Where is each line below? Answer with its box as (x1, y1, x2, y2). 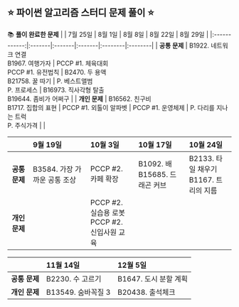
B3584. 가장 (33, 164, 73, 174)
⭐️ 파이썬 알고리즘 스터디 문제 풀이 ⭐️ (7, 6, 154, 19)
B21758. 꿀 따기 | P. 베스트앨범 (7, 77, 93, 85)
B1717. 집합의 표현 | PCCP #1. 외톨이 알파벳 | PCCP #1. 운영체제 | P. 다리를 (7, 103, 215, 112)
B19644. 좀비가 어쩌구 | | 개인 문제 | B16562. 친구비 (7, 95, 152, 103)
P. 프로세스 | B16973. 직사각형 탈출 (7, 85, 105, 94)
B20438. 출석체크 (117, 287, 176, 297)
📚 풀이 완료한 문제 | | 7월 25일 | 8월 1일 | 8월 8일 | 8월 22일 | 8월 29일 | (7, 30, 208, 38)
